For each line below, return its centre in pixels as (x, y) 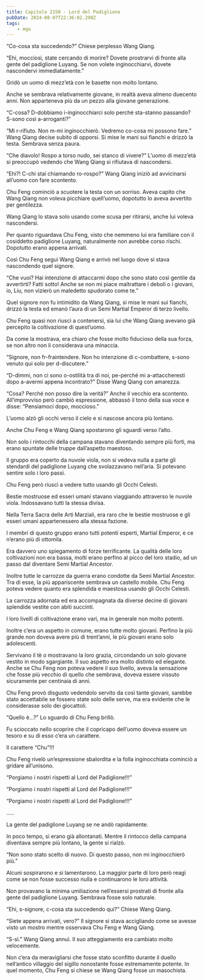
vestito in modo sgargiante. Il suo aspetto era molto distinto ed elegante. (96, 662)
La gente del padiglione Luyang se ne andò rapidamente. (77, 824)
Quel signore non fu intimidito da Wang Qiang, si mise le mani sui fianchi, (97, 303)
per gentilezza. (25, 205)
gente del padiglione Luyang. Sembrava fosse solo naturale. (81, 897)
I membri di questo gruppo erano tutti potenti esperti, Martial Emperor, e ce (100, 533)
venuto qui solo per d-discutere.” (48, 364)
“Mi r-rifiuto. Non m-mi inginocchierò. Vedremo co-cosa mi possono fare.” (99, 131)
